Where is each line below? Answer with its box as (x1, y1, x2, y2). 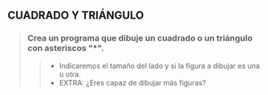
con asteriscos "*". (26, 42, 104, 53)
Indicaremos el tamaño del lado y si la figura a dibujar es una (59, 61, 260, 70)
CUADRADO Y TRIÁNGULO (7, 9, 144, 22)
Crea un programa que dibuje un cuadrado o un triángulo (26, 33, 254, 44)
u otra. (59, 69, 81, 79)
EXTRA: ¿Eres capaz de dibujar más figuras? (59, 77, 206, 87)
